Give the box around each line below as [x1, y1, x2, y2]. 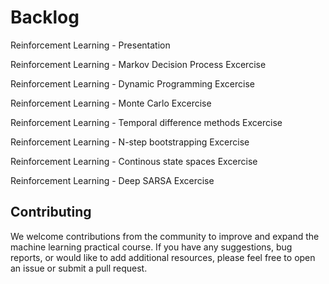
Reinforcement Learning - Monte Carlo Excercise [10, 97, 212, 109]
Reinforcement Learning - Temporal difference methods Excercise [10, 116, 283, 128]
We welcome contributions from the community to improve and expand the [10, 230, 320, 242]
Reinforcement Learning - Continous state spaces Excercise [10, 155, 258, 167]
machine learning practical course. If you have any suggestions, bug [10, 241, 293, 253]
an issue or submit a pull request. [10, 262, 148, 274]
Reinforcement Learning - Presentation [10, 39, 171, 51]
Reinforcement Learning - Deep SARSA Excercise [10, 174, 215, 186]
